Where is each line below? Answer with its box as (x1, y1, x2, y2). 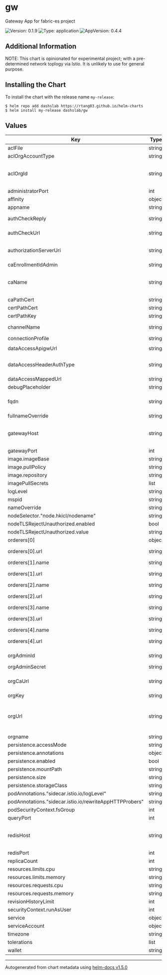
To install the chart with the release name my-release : (5, 94, 114, 100)
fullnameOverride (7, 413, 49, 420)
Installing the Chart (5, 80, 66, 89)
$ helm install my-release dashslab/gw (5, 108, 88, 113)
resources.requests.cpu (7, 882, 63, 889)
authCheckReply (7, 215, 46, 222)
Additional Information (5, 42, 77, 51)
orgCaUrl (7, 678, 29, 685)
